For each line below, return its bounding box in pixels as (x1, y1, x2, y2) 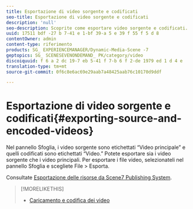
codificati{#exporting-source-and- (6, 112, 182, 125)
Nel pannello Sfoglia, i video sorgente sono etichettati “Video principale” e (6, 144, 186, 151)
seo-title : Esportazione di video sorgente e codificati (6, 14, 149, 20)
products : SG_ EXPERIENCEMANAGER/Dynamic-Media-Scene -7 (6, 47, 149, 53)
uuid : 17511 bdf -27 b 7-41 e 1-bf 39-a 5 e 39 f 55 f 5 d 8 (6, 31, 159, 37)
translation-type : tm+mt (6, 63, 67, 69)
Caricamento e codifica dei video (29, 197, 110, 204)
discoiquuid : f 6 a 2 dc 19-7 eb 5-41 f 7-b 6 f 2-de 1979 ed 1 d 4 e (6, 58, 183, 64)
